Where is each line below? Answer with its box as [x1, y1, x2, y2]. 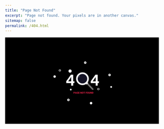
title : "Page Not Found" [5, 8, 56, 13]
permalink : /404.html [5, 23, 49, 28]
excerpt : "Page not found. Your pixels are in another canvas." [5, 13, 139, 18]
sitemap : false [5, 18, 36, 23]
